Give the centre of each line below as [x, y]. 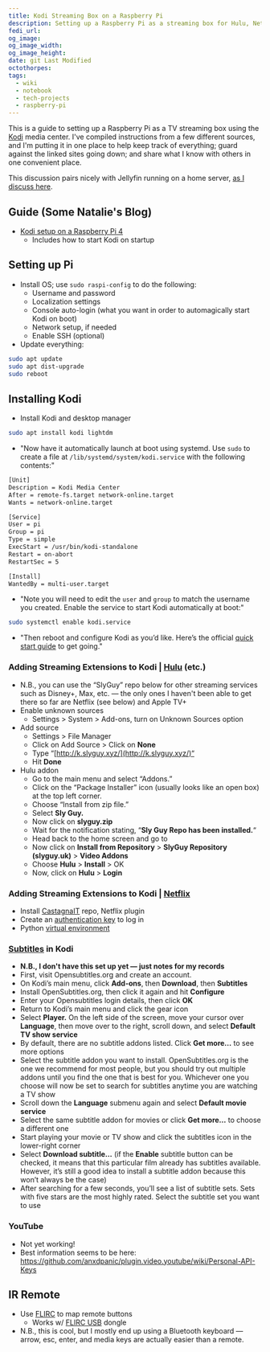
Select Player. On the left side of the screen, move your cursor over [132, 1018]
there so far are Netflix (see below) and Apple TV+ [103, 702]
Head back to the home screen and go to [100, 838]
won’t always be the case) [63, 1180]
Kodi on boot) [55, 318]
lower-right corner [50, 1145]
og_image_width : [35, 46]
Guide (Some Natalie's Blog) [80, 212]
